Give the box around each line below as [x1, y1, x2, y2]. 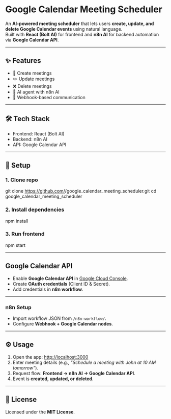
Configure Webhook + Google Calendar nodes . [12, 320, 113, 327]
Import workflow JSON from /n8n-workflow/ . [12, 315, 106, 321]
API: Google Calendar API [12, 142, 67, 148]
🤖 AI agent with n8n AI [12, 88, 60, 95]
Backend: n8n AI [12, 136, 47, 142]
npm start [5, 242, 26, 248]
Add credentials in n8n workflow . [12, 286, 83, 292]
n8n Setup [5, 304, 32, 311]
